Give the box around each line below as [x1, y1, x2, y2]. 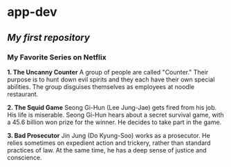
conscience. [7, 153, 43, 161]
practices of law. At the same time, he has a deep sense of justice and [7, 146, 207, 154]
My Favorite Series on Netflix [7, 52, 107, 62]
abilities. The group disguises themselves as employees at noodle [7, 82, 195, 90]
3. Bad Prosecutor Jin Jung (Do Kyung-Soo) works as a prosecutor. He [7, 131, 211, 139]
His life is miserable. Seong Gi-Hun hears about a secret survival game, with [7, 110, 225, 119]
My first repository [7, 32, 90, 43]
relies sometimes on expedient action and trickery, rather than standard [7, 139, 211, 147]
